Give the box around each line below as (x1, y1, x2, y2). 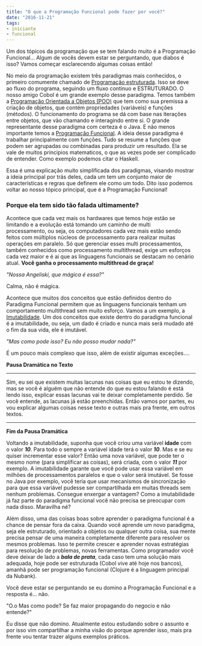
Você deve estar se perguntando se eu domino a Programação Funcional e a (6, 584, 196, 591)
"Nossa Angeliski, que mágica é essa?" (6, 271, 104, 278)
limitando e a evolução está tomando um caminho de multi (6, 221, 151, 229)
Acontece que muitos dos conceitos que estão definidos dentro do (6, 294, 172, 301)
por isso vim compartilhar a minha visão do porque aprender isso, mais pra (6, 627, 192, 634)
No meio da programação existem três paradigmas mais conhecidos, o (6, 72, 182, 79)
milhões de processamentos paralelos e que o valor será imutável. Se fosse (6, 472, 194, 479)
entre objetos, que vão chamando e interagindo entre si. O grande (6, 117, 170, 124)
